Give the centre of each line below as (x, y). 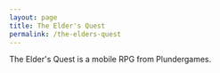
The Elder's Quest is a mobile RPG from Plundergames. (110, 60)
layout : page (33, 17)
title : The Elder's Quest (57, 26)
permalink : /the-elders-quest (65, 34)
